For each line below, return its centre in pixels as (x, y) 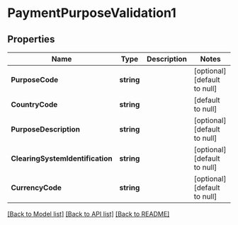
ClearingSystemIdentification (62, 158)
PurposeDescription (45, 129)
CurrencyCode (36, 187)
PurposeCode (35, 80)
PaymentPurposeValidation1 (92, 13)
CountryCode (34, 104)
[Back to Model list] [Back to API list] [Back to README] (89, 214)
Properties (31, 39)
